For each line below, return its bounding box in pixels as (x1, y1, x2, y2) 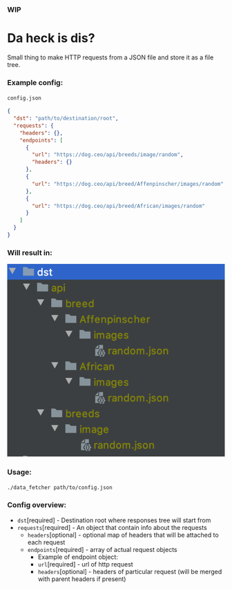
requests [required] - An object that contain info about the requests (17, 523, 207, 531)
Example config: (7, 77, 64, 87)
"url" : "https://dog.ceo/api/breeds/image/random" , (32, 151, 184, 158)
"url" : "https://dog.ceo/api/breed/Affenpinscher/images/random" (32, 180, 224, 187)
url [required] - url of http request (37, 560, 133, 568)
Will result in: (7, 247, 53, 257)
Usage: (7, 467, 32, 477)
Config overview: (7, 500, 67, 510)
